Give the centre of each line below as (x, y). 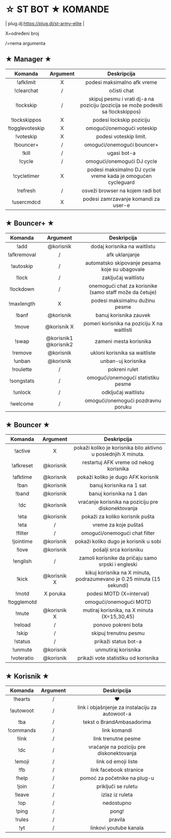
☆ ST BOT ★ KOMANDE (57, 9)
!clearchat (26, 90)
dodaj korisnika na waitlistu (123, 246)
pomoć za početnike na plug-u (117, 778)
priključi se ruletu (117, 787)
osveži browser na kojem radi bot (121, 191)
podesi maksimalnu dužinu (123, 300)
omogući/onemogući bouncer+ (121, 145)
